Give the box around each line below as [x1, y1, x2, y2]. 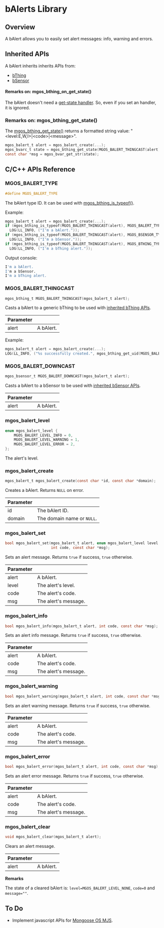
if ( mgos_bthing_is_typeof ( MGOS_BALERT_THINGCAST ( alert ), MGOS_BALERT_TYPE [5, 223, 163, 228]
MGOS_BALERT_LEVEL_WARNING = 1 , [14, 437, 80, 443]
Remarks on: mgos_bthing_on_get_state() [5, 89, 92, 95]
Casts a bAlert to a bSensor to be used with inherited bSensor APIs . [5, 382, 141, 389]
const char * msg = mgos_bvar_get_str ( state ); [5, 152, 99, 157]
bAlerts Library [5, 3, 67, 15]
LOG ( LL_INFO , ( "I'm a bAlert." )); [9, 228, 80, 233]
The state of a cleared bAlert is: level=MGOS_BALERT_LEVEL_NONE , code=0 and [5, 885, 155, 891]
